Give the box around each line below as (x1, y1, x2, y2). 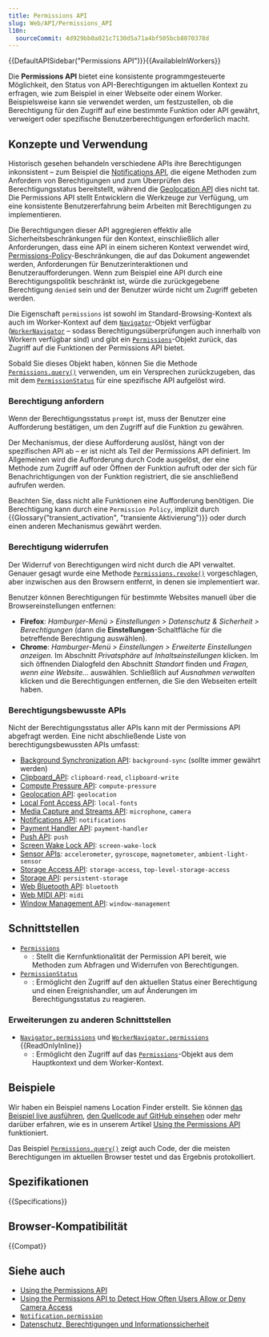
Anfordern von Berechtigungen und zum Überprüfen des (8, 176, 195, 185)
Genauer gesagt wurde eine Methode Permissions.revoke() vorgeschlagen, (8, 568, 259, 578)
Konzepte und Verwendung (8, 137, 148, 151)
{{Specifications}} (8, 1196, 68, 1206)
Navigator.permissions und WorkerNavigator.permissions (19, 1032, 210, 1042)
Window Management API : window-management (19, 899, 171, 908)
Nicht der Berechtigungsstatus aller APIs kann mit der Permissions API (8, 722, 241, 732)
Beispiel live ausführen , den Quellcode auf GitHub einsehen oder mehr (8, 1111, 241, 1121)
